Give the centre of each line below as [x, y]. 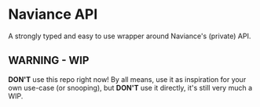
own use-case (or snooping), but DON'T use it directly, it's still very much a [130, 87]
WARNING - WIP [49, 61]
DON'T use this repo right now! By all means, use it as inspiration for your [127, 79]
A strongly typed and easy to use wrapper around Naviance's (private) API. [130, 36]
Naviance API [53, 14]
